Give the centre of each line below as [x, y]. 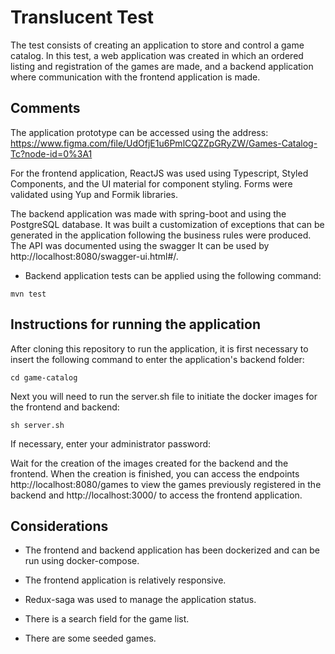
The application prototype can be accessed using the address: [139, 132]
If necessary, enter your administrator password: [111, 443]
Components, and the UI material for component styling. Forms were [151, 183]
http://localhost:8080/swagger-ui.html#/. [94, 256]
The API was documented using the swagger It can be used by [140, 245]
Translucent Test [82, 17]
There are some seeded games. [90, 638]
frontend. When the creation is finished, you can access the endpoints [155, 473]
